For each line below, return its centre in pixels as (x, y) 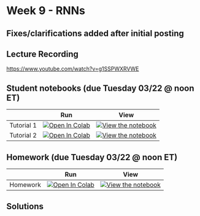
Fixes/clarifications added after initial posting (95, 33)
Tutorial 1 (23, 125)
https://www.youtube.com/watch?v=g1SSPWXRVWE (73, 69)
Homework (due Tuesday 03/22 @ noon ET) (92, 157)
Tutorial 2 (23, 136)
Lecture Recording (42, 54)
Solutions (25, 206)
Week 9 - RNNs (46, 11)
